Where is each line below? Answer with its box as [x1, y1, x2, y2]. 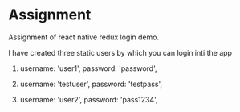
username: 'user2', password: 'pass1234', [19, 94, 158, 104]
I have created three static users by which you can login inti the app [8, 48, 233, 57]
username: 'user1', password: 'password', [19, 63, 158, 73]
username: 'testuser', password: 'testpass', [19, 79, 163, 89]
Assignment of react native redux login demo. [8, 32, 159, 42]
